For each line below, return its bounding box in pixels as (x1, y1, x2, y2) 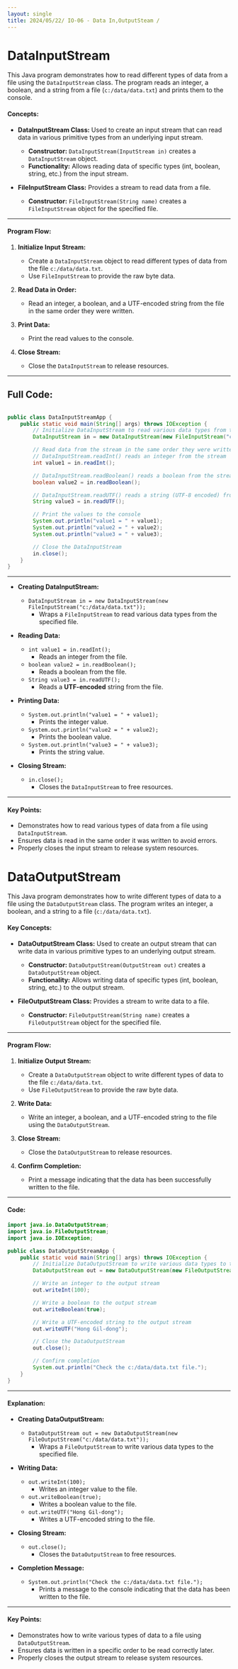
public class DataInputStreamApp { (7, 414, 113, 421)
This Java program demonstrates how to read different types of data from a (7, 71, 228, 79)
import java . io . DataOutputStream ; (7, 1221, 110, 1229)
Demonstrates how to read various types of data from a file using (17, 821, 208, 830)
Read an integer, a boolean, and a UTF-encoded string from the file (28, 299, 225, 307)
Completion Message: (17, 1563, 85, 1572)
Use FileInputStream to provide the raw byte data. (28, 271, 176, 280)
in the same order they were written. (28, 306, 135, 315)
